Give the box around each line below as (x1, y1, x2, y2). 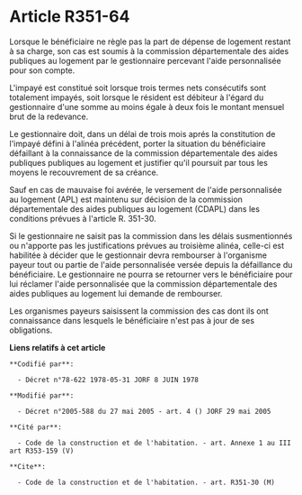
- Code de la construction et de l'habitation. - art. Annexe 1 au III (17, 438, 292, 447)
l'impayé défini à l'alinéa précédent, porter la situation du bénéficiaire (9, 138, 266, 149)
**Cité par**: (9, 422, 63, 432)
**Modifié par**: (9, 390, 75, 400)
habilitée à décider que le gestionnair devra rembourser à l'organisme (9, 250, 268, 261)
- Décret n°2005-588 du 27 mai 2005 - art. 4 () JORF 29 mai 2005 (17, 407, 271, 416)
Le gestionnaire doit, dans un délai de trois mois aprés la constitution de (9, 128, 276, 139)
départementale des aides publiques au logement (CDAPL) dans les (9, 203, 261, 214)
